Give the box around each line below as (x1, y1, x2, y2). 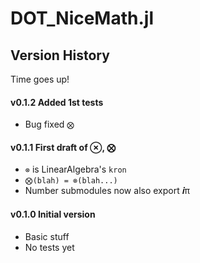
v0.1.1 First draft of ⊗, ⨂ (10, 141, 117, 153)
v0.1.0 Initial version (10, 208, 96, 220)
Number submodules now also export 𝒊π (24, 185, 191, 197)
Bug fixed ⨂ (24, 118, 75, 131)
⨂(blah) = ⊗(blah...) (24, 176, 118, 186)
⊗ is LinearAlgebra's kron (24, 163, 127, 176)
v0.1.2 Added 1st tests (10, 96, 104, 108)
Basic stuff (24, 230, 70, 242)
